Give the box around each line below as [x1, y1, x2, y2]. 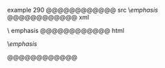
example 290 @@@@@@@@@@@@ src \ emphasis [7, 6, 159, 14]
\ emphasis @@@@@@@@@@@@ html [7, 27, 124, 34]
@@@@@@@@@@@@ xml [7, 13, 90, 21]
